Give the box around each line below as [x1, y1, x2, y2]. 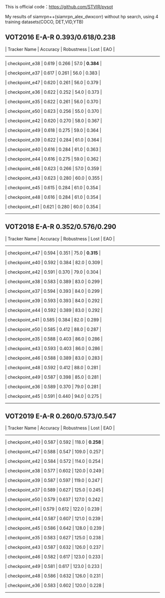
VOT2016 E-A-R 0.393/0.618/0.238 [5, 33, 116, 41]
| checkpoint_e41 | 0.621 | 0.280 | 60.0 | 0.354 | [5, 204, 101, 210]
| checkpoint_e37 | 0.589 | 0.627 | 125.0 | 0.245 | [5, 487, 104, 493]
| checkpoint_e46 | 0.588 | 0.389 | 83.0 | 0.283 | [5, 355, 103, 361]
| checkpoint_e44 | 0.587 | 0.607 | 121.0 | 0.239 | [5, 516, 103, 522]
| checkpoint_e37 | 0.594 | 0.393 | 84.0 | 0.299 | [5, 288, 103, 294]
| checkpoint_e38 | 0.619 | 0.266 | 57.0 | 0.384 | [5, 60, 102, 66]
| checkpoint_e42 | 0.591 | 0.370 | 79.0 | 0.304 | [5, 269, 102, 275]
